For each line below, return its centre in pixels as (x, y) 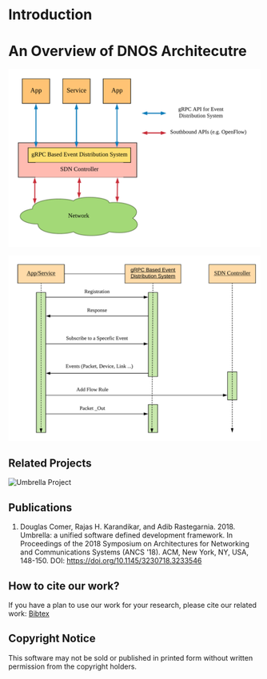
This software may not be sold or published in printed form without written (131, 657)
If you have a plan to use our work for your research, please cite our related (133, 606)
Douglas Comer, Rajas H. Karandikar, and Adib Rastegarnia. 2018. (128, 527)
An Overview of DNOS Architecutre (128, 52)
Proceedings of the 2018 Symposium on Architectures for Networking (134, 544)
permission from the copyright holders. (73, 666)
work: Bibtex (29, 613)
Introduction (50, 15)
